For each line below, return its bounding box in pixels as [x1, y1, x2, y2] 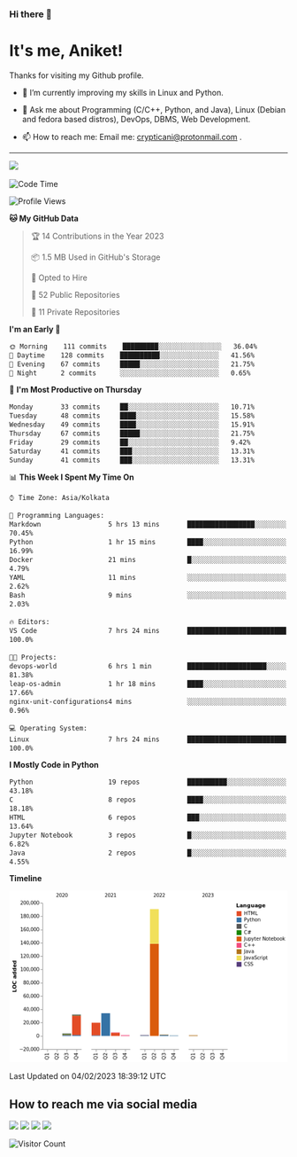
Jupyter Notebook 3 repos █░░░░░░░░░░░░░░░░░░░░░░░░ [9, 831, 287, 840]
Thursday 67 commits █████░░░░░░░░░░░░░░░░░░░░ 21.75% [9, 429, 255, 438]
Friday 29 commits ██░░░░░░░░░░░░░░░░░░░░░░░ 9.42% [9, 438, 251, 447]
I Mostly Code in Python [9, 759, 99, 770]
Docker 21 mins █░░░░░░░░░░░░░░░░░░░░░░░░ [9, 555, 287, 564]
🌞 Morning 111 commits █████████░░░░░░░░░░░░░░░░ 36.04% [9, 341, 258, 351]
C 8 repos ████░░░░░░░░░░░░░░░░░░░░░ [9, 795, 287, 804]
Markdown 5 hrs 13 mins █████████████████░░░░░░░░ [9, 520, 287, 528]
